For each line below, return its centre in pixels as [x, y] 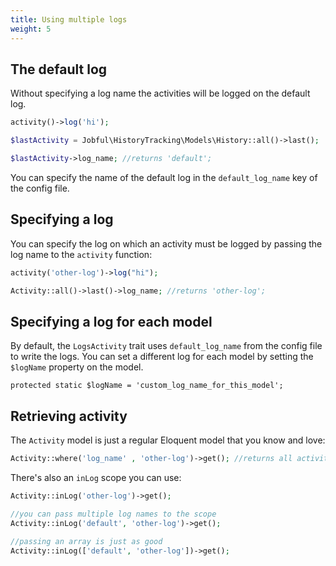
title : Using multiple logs [69, 19]
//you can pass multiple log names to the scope [113, 514]
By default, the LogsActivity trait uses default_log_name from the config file [166, 346]
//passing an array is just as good [86, 541]
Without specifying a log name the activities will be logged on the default [160, 93]
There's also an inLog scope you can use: [96, 477]
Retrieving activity [69, 416]
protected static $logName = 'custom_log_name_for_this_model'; [147, 386]
